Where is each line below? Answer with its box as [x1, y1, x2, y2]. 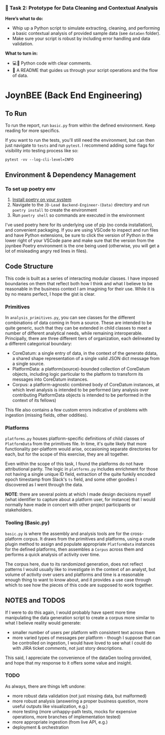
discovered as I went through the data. [5, 482, 84, 488]
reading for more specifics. [5, 128, 60, 134]
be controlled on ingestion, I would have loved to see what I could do [12, 640, 152, 646]
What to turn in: [5, 50, 38, 56]
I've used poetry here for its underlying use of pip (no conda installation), [5, 222, 154, 228]
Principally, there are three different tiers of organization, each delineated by [5, 335, 160, 341]
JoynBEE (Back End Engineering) [5, 90, 143, 101]
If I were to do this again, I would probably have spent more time [5, 609, 135, 615]
